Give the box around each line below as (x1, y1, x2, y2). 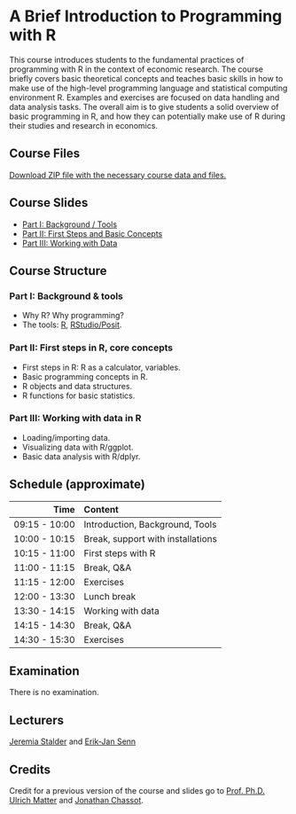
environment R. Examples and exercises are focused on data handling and (9, 91, 280, 103)
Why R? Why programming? (21, 310, 124, 321)
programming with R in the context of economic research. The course (9, 64, 264, 74)
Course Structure (9, 263, 108, 278)
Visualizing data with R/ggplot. (21, 442, 134, 452)
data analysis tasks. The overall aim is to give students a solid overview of (9, 101, 279, 112)
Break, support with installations (83, 532, 217, 544)
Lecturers (9, 712, 65, 728)
